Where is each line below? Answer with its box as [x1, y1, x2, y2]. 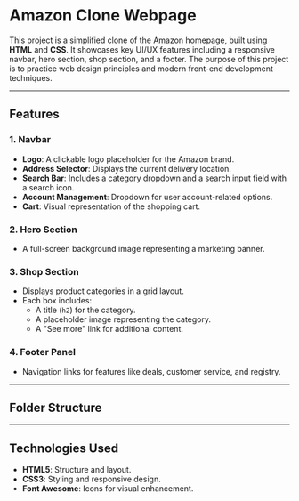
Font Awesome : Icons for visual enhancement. [21, 483, 194, 494]
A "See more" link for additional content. [35, 324, 184, 335]
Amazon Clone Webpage [9, 5, 198, 26]
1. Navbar [9, 133, 52, 146]
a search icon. [21, 182, 75, 192]
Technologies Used [9, 440, 118, 456]
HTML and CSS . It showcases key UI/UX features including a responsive [9, 44, 276, 54]
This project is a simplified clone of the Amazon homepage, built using [9, 35, 268, 45]
